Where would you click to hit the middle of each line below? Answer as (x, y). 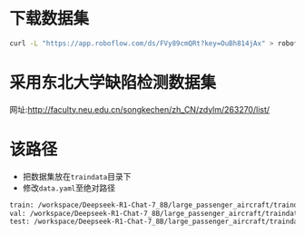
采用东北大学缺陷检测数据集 (113, 83)
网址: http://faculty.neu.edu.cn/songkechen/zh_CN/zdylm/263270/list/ (140, 109)
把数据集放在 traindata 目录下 (77, 176)
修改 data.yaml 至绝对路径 (69, 188)
